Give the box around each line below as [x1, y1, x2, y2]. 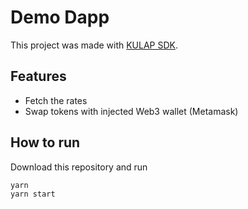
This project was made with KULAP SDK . [10, 39, 179, 51]
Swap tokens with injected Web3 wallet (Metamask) [24, 105, 239, 117]
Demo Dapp [10, 6, 110, 29]
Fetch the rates [24, 94, 88, 106]
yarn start [10, 189, 56, 199]
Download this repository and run [10, 161, 148, 173]
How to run [10, 134, 81, 151]
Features [10, 68, 67, 85]
